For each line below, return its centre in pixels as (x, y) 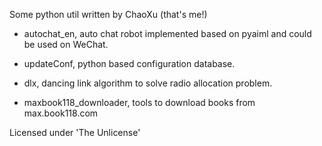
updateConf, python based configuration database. (129, 63)
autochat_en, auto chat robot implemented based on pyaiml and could (167, 33)
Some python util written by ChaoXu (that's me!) (108, 14)
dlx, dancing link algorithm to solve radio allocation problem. (148, 83)
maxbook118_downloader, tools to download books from (139, 102)
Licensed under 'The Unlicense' (75, 132)
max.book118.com (61, 113)
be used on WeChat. (66, 44)
